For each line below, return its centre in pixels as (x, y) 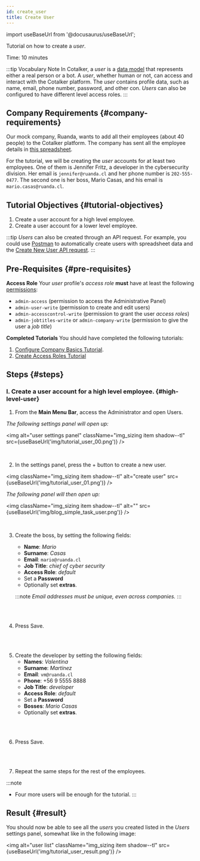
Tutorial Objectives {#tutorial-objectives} (85, 205)
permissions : (22, 289)
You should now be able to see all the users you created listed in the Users (98, 828)
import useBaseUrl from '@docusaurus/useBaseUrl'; (71, 34)
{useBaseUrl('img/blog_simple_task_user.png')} (65, 512)
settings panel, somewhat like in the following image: (71, 834)
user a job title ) (33, 326)
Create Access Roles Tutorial (50, 356)
